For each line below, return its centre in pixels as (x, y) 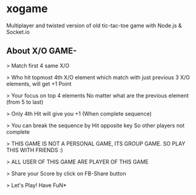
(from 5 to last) (25, 102)
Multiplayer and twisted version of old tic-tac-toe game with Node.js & (94, 25)
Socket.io (18, 31)
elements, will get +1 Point (39, 84)
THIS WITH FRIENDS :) (35, 150)
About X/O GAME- (42, 51)
